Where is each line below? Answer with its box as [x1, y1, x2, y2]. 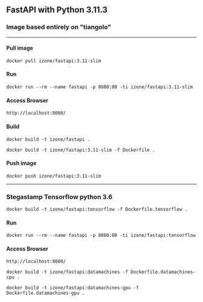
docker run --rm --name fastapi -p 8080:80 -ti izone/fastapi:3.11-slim [6, 84, 193, 90]
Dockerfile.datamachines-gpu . [6, 290, 85, 297]
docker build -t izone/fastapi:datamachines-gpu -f [6, 285, 139, 291]
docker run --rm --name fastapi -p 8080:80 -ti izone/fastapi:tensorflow [6, 233, 196, 239]
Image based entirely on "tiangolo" [6, 23, 112, 31]
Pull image [6, 45, 33, 52]
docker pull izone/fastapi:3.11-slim [6, 57, 101, 64]
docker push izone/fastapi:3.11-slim [6, 173, 101, 179]
